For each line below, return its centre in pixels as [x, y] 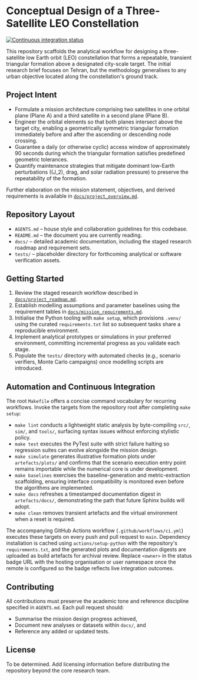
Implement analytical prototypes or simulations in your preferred [93, 337]
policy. [23, 438]
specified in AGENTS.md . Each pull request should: [65, 607]
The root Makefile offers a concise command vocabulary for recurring [91, 401]
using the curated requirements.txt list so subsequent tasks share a [98, 324]
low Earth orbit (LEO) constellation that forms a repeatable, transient [109, 57]
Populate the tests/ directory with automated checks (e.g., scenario [98, 356]
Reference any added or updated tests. [62, 631]
